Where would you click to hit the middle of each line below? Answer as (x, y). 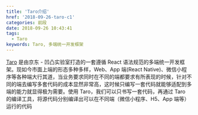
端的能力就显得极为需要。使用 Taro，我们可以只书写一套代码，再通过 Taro (96, 91)
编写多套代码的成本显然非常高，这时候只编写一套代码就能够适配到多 (109, 84)
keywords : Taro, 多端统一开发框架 (45, 45)
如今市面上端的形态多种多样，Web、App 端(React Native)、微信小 (102, 69)
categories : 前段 (27, 22)
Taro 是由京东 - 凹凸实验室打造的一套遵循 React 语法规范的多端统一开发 (93, 62)
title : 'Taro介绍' (28, 11)
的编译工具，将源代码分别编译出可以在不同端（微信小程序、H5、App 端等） (98, 98)
